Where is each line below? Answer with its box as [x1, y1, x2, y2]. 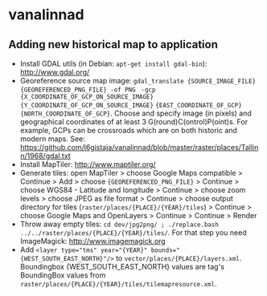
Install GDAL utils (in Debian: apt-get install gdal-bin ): [19, 59, 207, 68]
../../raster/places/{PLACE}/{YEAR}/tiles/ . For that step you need [19, 228, 247, 237]
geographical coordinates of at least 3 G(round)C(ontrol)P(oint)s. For [19, 117, 248, 126]
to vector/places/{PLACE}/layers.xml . [115, 253, 242, 262]
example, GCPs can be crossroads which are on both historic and [19, 126, 237, 135]
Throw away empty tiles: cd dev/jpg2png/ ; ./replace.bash [19, 219, 220, 229]
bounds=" [150, 246, 180, 254]
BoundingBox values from [19, 270, 106, 280]
